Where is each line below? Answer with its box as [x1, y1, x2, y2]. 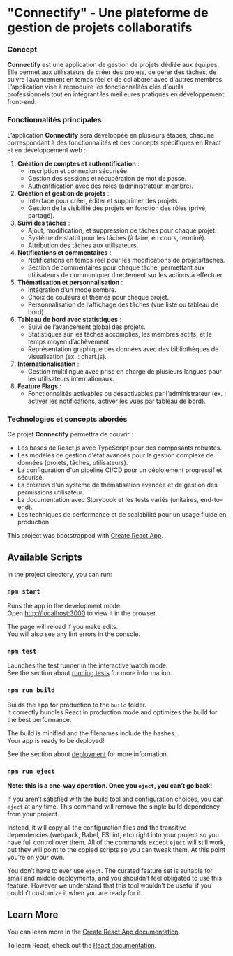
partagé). [27, 211, 54, 219]
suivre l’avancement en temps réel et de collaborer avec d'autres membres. [7, 75, 225, 84]
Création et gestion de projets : [17, 189, 110, 197]
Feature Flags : [17, 382, 61, 390]
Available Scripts [7, 552, 82, 564]
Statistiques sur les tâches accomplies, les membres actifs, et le [27, 330, 213, 338]
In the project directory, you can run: [7, 570, 112, 578]
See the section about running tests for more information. [7, 669, 172, 677]
